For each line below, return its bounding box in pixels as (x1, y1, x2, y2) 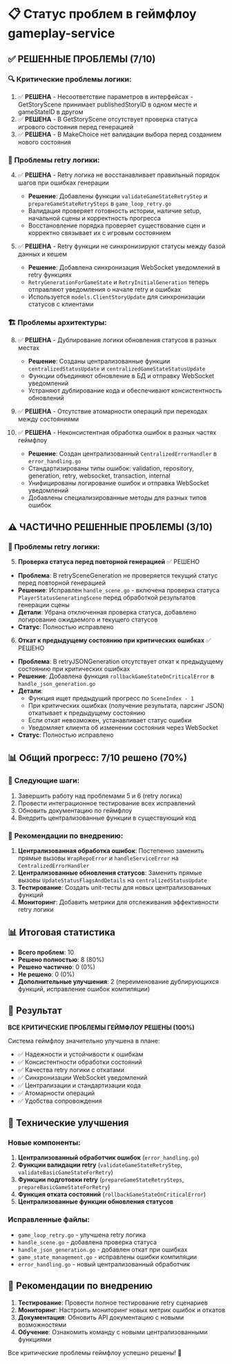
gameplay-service (8, 26, 115, 41)
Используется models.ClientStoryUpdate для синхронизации (28, 292, 206, 301)
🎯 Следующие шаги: (8, 776, 80, 785)
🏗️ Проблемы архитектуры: (8, 318, 107, 328)
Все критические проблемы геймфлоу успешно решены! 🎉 (8, 1348, 182, 1356)
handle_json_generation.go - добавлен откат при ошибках (17, 1245, 188, 1253)
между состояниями (17, 415, 79, 423)
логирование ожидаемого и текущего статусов (17, 615, 158, 624)
